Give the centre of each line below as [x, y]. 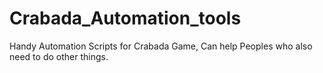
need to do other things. [59, 56]
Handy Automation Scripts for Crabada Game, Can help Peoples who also [161, 46]
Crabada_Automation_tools [125, 18]
